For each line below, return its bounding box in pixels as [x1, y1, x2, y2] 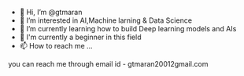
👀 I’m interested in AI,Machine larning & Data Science [19, 16, 193, 25]
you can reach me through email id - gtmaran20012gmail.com [8, 60, 209, 68]
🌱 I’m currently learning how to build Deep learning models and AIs [19, 24, 237, 33]
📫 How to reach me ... [19, 42, 93, 50]
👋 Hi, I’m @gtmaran [19, 8, 83, 16]
